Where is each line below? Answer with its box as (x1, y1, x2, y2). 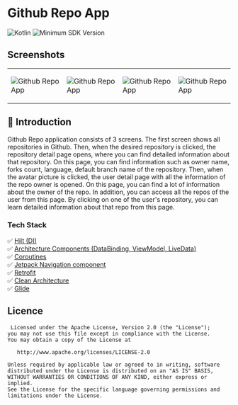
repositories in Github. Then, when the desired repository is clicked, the (7, 142, 216, 151)
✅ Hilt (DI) (7, 236, 37, 245)
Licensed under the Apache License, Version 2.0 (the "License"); (10, 324, 211, 331)
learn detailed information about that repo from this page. (7, 202, 175, 211)
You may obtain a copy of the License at (7, 336, 132, 343)
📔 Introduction (7, 116, 72, 128)
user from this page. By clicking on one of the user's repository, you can (7, 195, 218, 203)
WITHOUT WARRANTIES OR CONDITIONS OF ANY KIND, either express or (7, 373, 208, 380)
